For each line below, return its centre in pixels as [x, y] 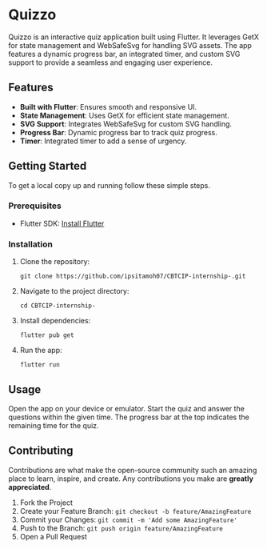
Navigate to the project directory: [74, 291]
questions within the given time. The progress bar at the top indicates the [129, 417]
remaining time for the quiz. [54, 425]
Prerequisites [35, 206]
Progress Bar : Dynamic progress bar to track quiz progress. [119, 132]
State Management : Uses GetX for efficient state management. [124, 115]
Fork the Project [46, 503]
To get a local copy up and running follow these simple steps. [109, 185]
